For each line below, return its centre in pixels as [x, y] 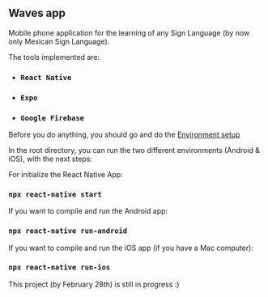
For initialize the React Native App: [66, 174]
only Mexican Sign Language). [59, 41]
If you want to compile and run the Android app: [88, 211]
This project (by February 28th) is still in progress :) [94, 284]
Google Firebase [52, 118]
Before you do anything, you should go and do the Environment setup [124, 134]
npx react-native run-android [68, 231]
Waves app [37, 13]
